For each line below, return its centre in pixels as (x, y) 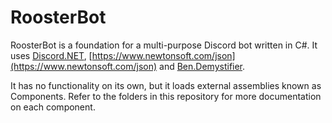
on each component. (53, 107)
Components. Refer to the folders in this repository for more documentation (166, 96)
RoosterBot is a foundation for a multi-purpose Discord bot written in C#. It (164, 45)
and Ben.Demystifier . (202, 66)
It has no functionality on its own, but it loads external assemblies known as (166, 85)
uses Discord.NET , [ (51, 55)
